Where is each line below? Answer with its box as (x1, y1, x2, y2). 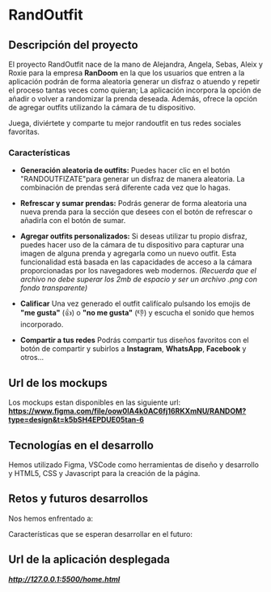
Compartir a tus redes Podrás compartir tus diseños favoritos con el (19, 335, 249, 345)
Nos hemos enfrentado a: (8, 513, 94, 523)
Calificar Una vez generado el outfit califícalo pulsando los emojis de (19, 298, 251, 309)
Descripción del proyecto (8, 38, 139, 52)
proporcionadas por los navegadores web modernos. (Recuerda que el (19, 266, 256, 276)
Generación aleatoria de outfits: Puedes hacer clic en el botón (19, 165, 231, 175)
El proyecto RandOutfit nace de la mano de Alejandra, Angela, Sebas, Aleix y (8, 59, 263, 69)
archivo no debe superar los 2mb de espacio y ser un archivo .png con (19, 274, 257, 285)
